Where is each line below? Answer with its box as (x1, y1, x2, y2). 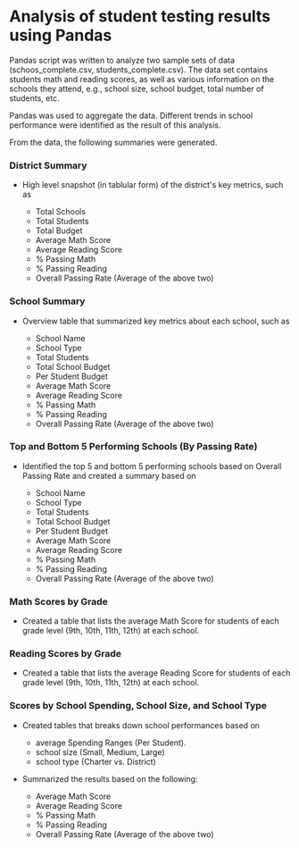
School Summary (9, 295, 86, 307)
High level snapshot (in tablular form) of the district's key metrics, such (21, 180, 284, 190)
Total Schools (35, 206, 87, 217)
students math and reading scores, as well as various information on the (9, 73, 275, 84)
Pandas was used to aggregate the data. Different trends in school (9, 110, 253, 121)
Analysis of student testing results (9, 6, 271, 27)
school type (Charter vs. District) (35, 756, 156, 767)
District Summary (9, 159, 87, 172)
